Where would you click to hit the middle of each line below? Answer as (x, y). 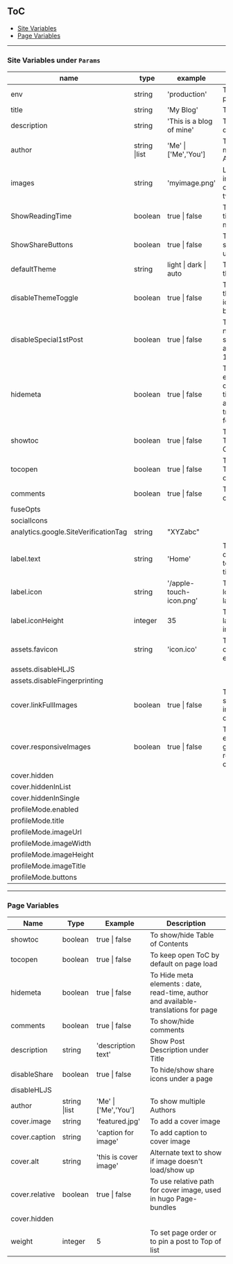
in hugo (162, 1199)
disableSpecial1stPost (47, 340)
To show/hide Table (182, 935)
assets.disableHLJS (43, 670)
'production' (187, 95)
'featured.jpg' (118, 1121)
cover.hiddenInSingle (45, 798)
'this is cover (117, 1157)
